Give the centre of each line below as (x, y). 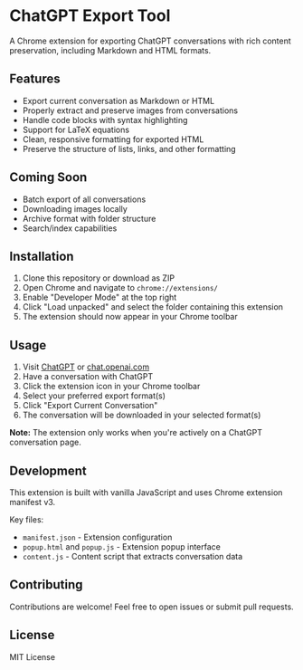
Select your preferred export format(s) (94, 396)
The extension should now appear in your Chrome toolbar (130, 317)
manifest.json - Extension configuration (97, 537)
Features (35, 79)
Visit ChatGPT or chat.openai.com (86, 367)
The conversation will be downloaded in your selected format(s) (142, 415)
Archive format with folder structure (89, 218)
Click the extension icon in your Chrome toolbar (111, 387)
